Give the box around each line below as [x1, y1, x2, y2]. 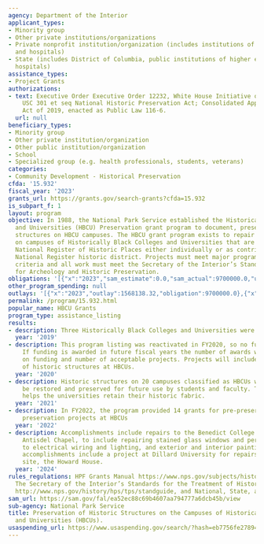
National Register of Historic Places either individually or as [15, 246, 234, 253]
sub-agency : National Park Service [8, 501, 125, 510]
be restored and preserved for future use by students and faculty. [22, 385, 251, 393]
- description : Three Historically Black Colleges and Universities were [8, 326, 255, 335]
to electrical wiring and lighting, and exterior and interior [22, 443, 234, 451]
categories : [8, 165, 47, 173]
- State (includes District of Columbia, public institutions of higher [8, 56, 251, 64]
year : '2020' [15, 370, 58, 378]
